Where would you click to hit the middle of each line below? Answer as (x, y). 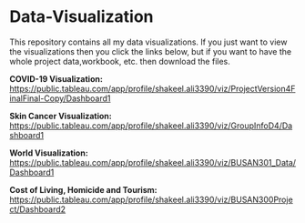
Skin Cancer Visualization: (61, 116)
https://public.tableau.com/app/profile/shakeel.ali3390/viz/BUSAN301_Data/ (153, 162)
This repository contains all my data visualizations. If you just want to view (148, 42)
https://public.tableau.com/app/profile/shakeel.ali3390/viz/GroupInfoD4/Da (151, 126)
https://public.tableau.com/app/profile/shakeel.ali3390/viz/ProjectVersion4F (152, 88)
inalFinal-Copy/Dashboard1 (60, 98)
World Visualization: (49, 153)
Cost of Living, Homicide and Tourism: (83, 189)
